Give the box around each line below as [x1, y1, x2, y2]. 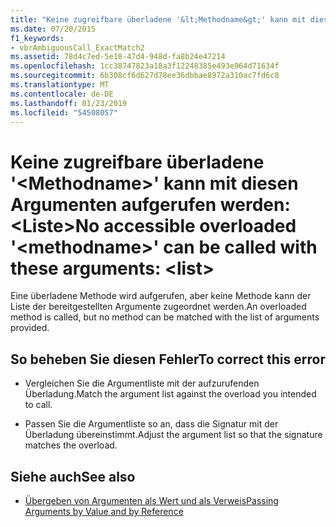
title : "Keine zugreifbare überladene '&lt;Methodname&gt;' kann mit [10, 14, 307, 25]
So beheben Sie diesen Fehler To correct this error [10, 351, 326, 368]
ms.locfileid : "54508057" [10, 107, 118, 118]
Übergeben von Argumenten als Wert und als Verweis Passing [24, 494, 279, 506]
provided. [10, 322, 50, 334]
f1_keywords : [10, 33, 65, 43]
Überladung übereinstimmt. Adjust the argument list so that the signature [24, 429, 323, 441]
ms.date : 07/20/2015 [10, 24, 97, 34]
